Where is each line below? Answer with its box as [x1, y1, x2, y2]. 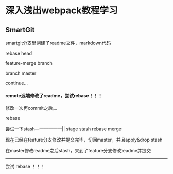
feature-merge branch [5, 60, 53, 66]
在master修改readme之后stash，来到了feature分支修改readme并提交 [5, 148, 151, 154]
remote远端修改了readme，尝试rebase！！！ [5, 92, 103, 98]
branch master [5, 70, 37, 76]
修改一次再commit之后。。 [5, 105, 60, 111]
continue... [5, 80, 28, 86]
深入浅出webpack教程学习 [5, 5, 118, 16]
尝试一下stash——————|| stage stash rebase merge [5, 126, 122, 132]
